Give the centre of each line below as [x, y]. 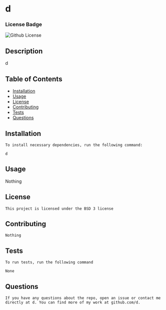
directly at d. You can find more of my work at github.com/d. [73, 302]
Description [24, 51]
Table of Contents [34, 79]
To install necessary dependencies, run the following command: [74, 145]
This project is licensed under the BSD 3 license [59, 209]
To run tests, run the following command [49, 262]
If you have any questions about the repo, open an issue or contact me [83, 298]
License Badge [24, 25]
